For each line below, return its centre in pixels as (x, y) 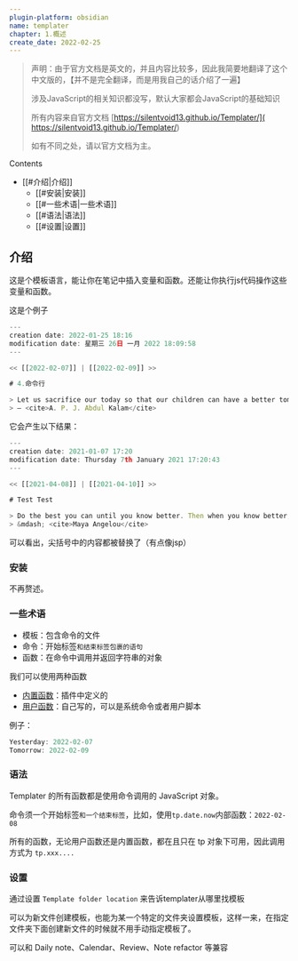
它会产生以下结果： (44, 427)
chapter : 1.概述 (38, 34)
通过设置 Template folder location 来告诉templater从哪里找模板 (127, 898)
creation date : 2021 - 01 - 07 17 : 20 (71, 451)
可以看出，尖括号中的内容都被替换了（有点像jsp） (100, 542)
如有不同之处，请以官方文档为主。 (93, 146)
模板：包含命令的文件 (61, 635)
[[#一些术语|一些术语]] (76, 204)
